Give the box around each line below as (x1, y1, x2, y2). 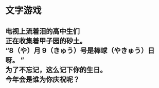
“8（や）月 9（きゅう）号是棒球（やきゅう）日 (5, 46, 155, 55)
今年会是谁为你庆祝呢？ (5, 75, 80, 84)
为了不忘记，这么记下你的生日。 (5, 65, 107, 74)
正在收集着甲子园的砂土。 (5, 37, 86, 45)
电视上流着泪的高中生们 (5, 27, 80, 36)
